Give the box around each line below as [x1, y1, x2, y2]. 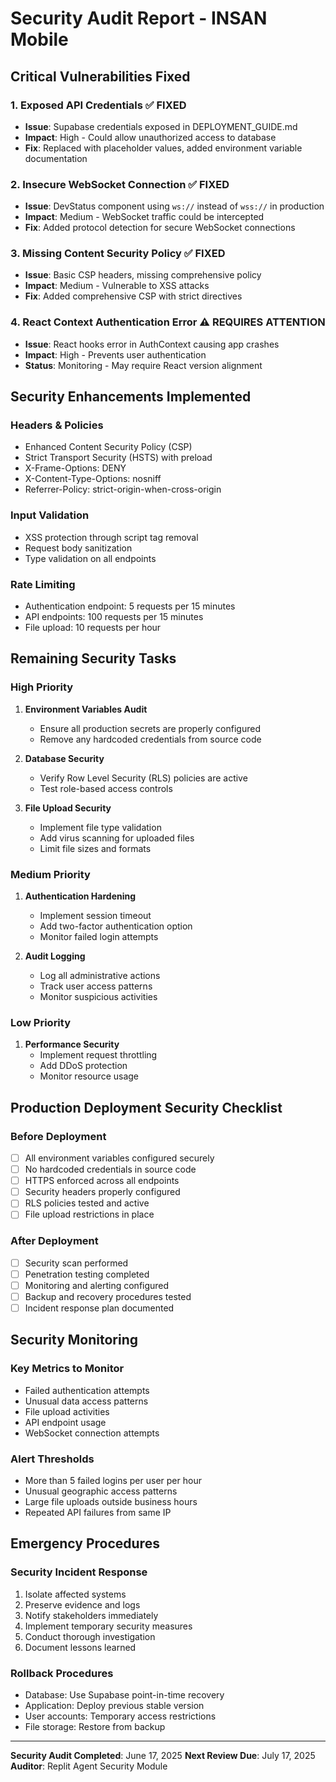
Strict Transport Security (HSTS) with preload [24, 452, 213, 464]
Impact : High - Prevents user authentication [24, 348, 207, 361]
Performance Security [24, 1038, 120, 1051]
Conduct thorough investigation [24, 1630, 156, 1642]
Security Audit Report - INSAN [10, 7, 268, 30]
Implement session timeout [39, 910, 152, 922]
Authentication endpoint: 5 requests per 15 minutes [24, 600, 236, 612]
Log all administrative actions [39, 970, 161, 982]
